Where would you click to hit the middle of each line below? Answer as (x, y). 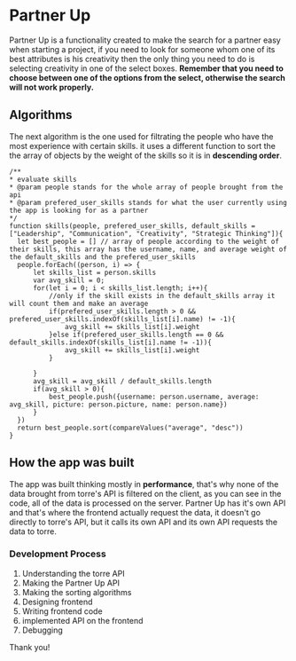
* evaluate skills (43, 179)
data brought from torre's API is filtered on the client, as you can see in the (145, 493)
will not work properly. (52, 87)
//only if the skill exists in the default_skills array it (162, 295)
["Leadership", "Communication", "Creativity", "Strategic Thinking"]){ (146, 233)
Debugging (43, 630)
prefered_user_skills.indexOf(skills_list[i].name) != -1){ (123, 319)
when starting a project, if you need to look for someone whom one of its (142, 49)
